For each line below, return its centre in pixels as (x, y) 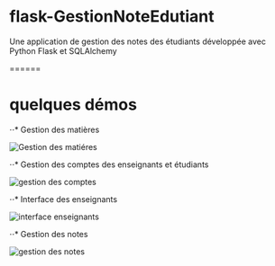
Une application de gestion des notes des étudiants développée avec (137, 41)
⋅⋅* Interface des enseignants (64, 199)
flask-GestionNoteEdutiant (112, 17)
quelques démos (73, 105)
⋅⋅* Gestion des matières (55, 129)
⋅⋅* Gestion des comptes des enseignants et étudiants (109, 164)
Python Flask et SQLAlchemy (63, 50)
